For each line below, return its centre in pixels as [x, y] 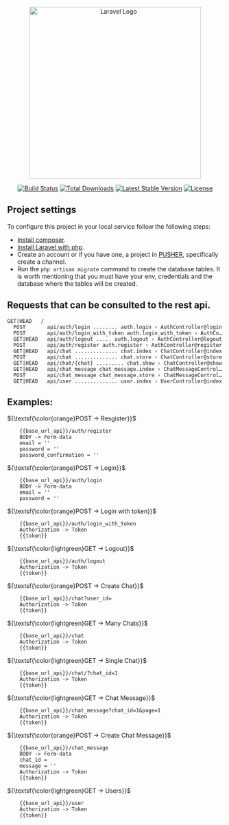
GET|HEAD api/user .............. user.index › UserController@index [118, 381]
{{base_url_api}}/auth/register [65, 431]
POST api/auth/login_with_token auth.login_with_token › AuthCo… [118, 333]
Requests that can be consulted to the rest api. [109, 305]
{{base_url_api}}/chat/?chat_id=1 [69, 673]
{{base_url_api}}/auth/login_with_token [78, 524]
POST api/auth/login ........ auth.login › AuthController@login [118, 327]
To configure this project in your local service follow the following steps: [109, 226]
